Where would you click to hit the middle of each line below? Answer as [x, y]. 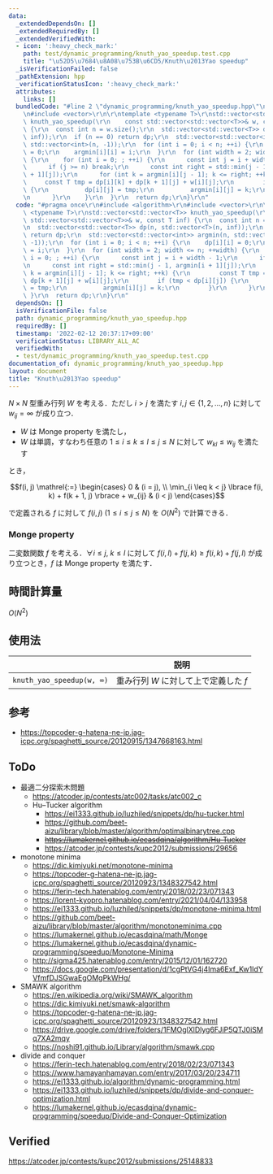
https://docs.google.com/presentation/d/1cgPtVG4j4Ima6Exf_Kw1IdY [148, 969]
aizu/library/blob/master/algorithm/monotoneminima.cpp [127, 926]
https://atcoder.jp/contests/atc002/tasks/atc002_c [117, 797]
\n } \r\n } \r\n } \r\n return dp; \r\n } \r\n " [116, 197]
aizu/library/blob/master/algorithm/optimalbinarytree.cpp [140, 831]
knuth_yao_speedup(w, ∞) [61, 680]
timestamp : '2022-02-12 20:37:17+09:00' [85, 333]
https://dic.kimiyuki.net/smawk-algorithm [101, 1004]
